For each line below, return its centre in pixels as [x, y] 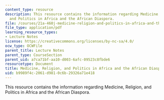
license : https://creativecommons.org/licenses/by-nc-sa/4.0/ [70, 41]
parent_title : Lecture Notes [35, 50]
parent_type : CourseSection [34, 55]
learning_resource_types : [31, 32]
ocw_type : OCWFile [24, 46]
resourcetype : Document [29, 64]
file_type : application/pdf [34, 28]
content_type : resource [29, 10]
